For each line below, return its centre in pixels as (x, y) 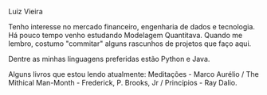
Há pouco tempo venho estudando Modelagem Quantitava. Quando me (126, 35)
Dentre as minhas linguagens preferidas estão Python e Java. (109, 59)
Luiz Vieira (26, 11)
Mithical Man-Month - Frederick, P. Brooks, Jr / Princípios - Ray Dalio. (123, 83)
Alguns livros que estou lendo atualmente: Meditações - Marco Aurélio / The (133, 74)
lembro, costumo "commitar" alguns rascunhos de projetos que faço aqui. (130, 44)
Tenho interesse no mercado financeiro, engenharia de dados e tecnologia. (132, 27)
